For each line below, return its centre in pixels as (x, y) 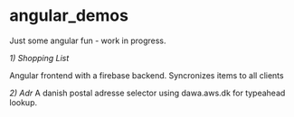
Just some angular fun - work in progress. (88, 40)
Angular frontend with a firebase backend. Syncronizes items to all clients (147, 75)
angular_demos (69, 16)
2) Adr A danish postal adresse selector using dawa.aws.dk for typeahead (147, 93)
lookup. (24, 102)
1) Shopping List (39, 58)
